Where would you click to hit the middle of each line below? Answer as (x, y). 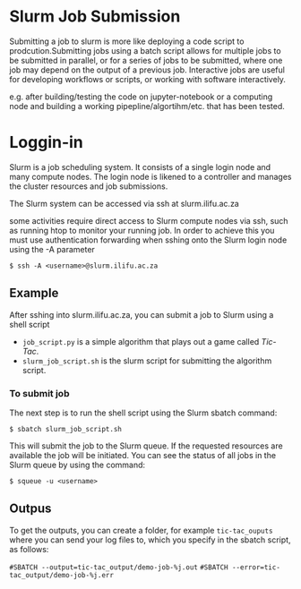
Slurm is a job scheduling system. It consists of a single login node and (140, 166)
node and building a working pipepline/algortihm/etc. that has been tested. (147, 106)
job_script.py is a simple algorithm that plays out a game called (141, 341)
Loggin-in (46, 143)
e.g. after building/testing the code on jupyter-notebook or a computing (141, 97)
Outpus (30, 509)
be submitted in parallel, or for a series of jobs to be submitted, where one (146, 60)
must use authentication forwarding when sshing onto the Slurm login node (148, 240)
